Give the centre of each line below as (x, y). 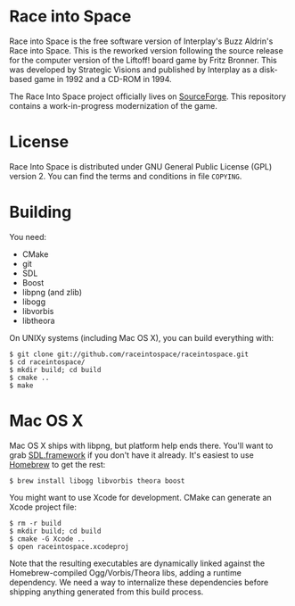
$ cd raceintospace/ (48, 362)
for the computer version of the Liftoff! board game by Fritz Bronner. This (143, 60)
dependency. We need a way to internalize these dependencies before (139, 582)
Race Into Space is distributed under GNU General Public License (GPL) (141, 166)
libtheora (38, 320)
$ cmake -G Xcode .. (48, 539)
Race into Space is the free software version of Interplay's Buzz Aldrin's (141, 41)
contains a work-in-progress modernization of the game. (114, 105)
